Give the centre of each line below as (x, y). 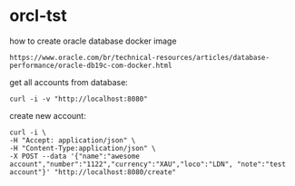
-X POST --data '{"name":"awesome (75, 156)
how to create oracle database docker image (93, 41)
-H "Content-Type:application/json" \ (83, 148)
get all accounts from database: (69, 82)
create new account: (48, 115)
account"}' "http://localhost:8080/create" (93, 172)
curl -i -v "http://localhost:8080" (79, 99)
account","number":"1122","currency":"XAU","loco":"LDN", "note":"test (147, 164)
